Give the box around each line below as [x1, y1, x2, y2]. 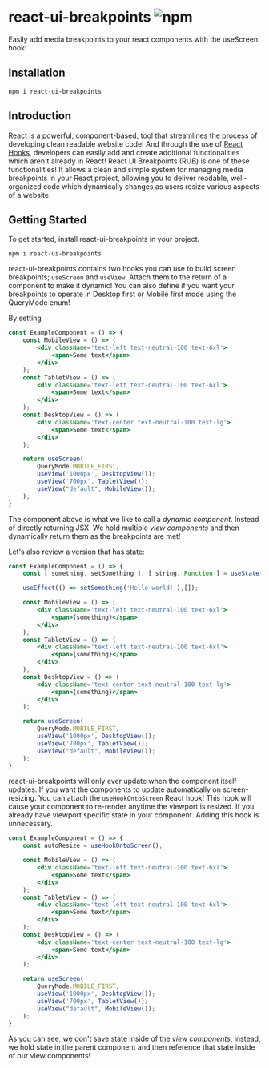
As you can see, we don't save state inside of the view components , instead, [8, 1034, 261, 1044]
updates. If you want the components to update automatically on [8, 785, 222, 794]
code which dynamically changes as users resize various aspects [42, 181, 260, 191]
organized [8, 181, 42, 191]
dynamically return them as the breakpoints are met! [8, 531, 181, 540]
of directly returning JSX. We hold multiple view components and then [8, 523, 240, 532]
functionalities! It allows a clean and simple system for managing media [8, 164, 243, 174]
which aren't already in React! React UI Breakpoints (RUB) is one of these [8, 156, 250, 166]
